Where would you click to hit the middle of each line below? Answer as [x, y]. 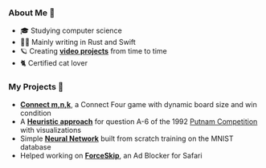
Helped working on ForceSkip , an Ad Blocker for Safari [111, 155]
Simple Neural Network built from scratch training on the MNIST [127, 138]
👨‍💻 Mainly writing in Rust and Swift [78, 42]
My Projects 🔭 [36, 87]
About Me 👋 [32, 13]
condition [36, 113]
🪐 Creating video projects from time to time [93, 51]
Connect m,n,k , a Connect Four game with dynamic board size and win [138, 104]
